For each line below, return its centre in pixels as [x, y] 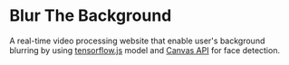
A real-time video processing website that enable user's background [137, 41]
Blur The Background [91, 16]
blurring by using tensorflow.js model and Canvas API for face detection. [145, 50]
